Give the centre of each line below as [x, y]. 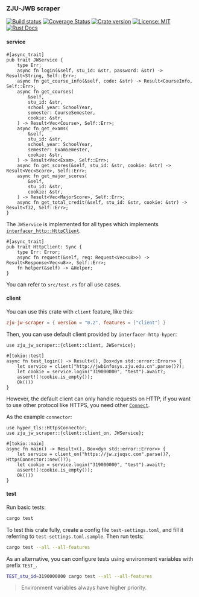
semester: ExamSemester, [59, 150]
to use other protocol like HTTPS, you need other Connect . [78, 405]
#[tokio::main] [25, 444]
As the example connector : [39, 417]
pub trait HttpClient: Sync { [44, 247]
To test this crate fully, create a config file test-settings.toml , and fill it [95, 529]
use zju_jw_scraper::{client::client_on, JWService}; [75, 433]
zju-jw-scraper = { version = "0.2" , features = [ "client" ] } [86, 323]
